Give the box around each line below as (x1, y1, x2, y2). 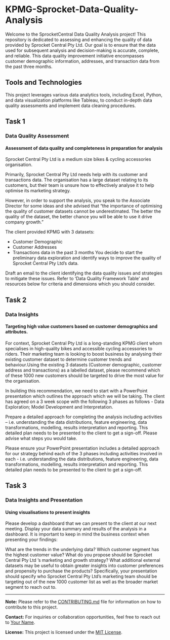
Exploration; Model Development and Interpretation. (5, 403, 113, 410)
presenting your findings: (5, 536, 58, 543)
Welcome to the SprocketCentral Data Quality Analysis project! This (5, 31, 146, 37)
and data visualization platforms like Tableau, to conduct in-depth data (5, 97, 153, 103)
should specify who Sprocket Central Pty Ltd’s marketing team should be (5, 574, 157, 580)
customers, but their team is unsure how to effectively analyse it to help (5, 182, 154, 188)
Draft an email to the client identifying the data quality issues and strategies (5, 270, 163, 276)
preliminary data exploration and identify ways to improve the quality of (12, 255, 161, 261)
